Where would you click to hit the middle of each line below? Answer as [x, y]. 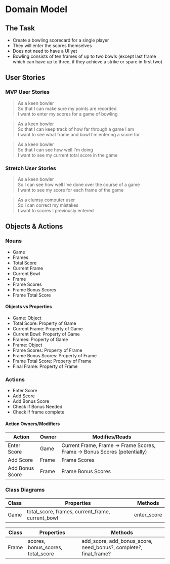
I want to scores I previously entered [56, 210]
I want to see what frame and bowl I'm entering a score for [79, 134]
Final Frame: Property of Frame [45, 366]
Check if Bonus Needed [37, 407]
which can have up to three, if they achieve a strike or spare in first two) [88, 62]
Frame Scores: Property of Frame [47, 350]
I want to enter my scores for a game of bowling [68, 114]
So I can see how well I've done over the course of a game [79, 184]
